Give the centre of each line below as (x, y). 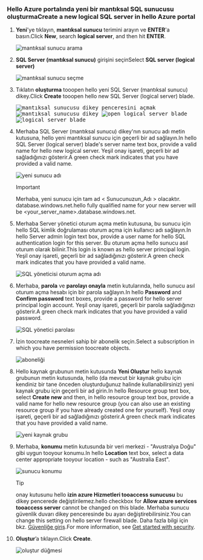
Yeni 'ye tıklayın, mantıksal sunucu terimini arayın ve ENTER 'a (92, 30)
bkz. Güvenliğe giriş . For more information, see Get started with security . (105, 527)
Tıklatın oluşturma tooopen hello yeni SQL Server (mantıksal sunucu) (101, 90)
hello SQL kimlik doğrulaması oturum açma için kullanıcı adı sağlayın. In (103, 230)
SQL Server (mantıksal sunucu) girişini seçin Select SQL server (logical (105, 60)
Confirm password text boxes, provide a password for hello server (99, 299)
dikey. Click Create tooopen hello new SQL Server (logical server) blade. (105, 96)
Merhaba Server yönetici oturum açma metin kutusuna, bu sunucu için (103, 224)
